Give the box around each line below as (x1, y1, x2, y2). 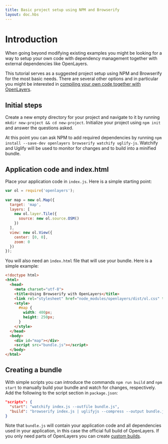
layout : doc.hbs (5, 12, 39, 17)
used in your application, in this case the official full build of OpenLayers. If (5, 428, 159, 434)
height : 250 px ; (23, 315, 55, 320)
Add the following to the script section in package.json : (5, 389, 118, 396)
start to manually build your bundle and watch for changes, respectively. (5, 384, 156, 390)
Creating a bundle (5, 366, 62, 374)
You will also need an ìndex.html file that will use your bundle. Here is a (5, 258, 152, 264)
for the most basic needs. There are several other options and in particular (5, 76, 158, 82)
